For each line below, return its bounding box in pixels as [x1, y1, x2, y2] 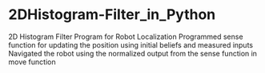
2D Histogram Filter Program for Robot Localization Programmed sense [8, 32, 243, 41]
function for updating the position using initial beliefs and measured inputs [8, 40, 254, 49]
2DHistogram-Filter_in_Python [8, 6, 216, 24]
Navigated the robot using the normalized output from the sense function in [8, 48, 258, 58]
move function [8, 57, 56, 67]
